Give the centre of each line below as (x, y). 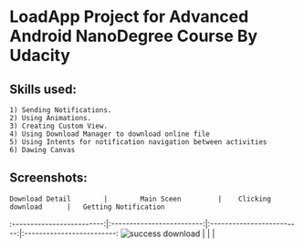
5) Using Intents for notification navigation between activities (138, 142)
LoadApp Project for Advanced (129, 17)
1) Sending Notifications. (61, 110)
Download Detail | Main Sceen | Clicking (141, 199)
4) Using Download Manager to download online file (110, 134)
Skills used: (43, 89)
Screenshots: (49, 178)
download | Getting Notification (88, 207)
